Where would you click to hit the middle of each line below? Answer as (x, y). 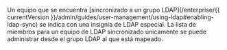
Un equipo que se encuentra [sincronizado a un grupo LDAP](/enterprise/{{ (114, 10)
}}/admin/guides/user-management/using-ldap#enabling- (132, 17)
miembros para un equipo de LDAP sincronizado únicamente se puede (107, 32)
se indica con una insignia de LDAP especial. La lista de (118, 24)
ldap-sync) (23, 24)
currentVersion (28, 17)
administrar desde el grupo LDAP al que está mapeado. (85, 39)
